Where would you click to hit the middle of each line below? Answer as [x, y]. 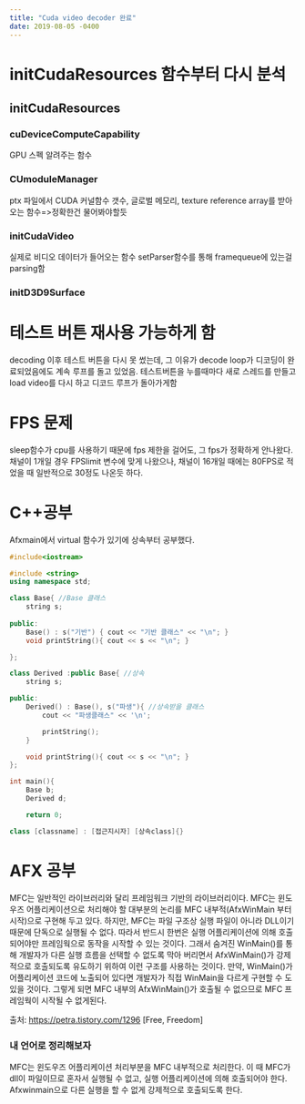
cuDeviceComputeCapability [75, 134]
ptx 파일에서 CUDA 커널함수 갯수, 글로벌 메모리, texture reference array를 [142, 200]
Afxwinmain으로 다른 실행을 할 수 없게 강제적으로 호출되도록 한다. [126, 1089]
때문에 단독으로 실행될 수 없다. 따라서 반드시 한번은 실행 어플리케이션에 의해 [143, 932]
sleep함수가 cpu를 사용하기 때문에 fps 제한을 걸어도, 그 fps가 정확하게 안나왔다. [152, 450]
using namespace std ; [51, 582]
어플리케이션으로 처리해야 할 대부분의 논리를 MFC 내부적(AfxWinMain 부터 [159, 909]
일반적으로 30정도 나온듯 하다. [90, 472]
